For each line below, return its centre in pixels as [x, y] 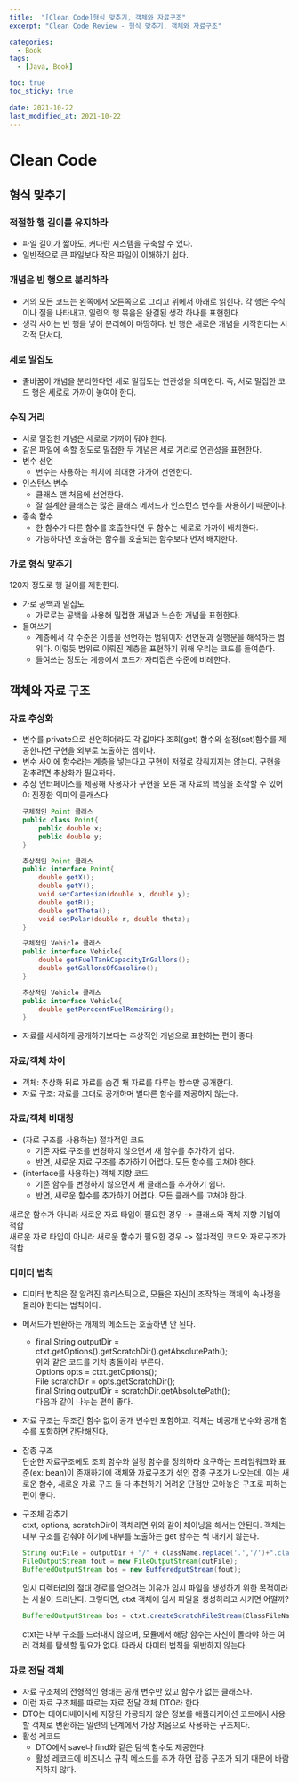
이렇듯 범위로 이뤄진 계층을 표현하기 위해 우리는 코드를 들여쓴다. [165, 649]
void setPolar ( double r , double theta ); [114, 919]
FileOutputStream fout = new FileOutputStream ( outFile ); [130, 1562]
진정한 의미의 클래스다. [71, 795]
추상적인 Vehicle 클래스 [61, 993]
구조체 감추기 [45, 1514]
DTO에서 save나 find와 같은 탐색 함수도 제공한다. [121, 1746]
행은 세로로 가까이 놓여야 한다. [84, 392]
